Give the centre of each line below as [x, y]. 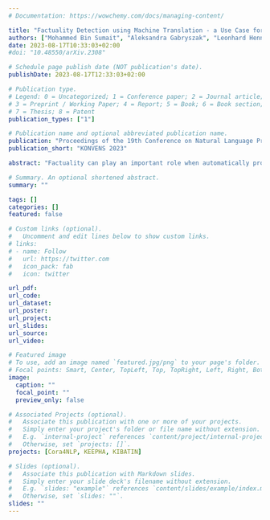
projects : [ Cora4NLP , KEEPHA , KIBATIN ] [75, 452]
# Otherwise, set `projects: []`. [70, 444]
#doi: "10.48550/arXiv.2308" [57, 53]
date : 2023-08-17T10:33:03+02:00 [64, 45]
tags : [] [23, 199]
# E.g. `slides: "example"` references [79, 489]
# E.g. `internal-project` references [77, 437]
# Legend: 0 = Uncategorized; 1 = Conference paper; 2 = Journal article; [136, 96]
